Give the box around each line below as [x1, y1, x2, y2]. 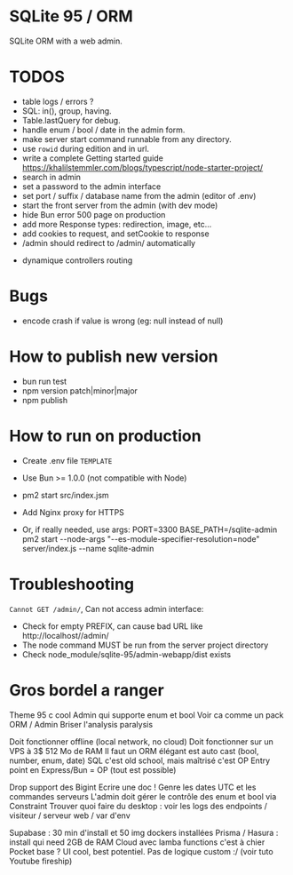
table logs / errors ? [21, 96, 94, 107]
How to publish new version [9, 346, 218, 366]
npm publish [21, 394, 68, 405]
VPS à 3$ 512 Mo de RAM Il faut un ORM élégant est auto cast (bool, [9, 745, 259, 756]
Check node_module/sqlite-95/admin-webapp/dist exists [21, 648, 232, 659]
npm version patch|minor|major [21, 385, 138, 396]
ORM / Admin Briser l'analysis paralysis [9, 719, 154, 729]
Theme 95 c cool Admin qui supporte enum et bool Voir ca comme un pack [9, 709, 284, 720]
